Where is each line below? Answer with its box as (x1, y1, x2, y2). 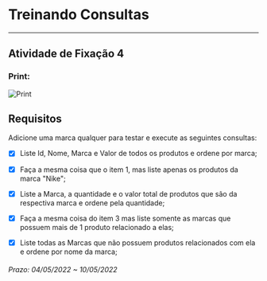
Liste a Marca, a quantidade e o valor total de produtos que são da (19, 189, 238, 198)
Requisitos (8, 112, 62, 126)
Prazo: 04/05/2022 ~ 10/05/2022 (8, 265, 118, 275)
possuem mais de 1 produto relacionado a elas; (19, 222, 175, 232)
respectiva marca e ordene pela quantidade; (19, 197, 165, 208)
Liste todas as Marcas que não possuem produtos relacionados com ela (19, 237, 256, 248)
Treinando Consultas (8, 6, 149, 24)
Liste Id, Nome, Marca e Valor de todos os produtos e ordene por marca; (19, 149, 257, 158)
